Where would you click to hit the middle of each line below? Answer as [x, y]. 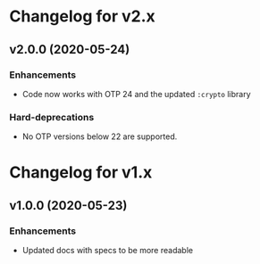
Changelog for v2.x [83, 16]
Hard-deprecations [52, 117]
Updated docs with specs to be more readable [108, 251]
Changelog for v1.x [81, 173]
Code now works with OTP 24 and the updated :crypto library [137, 94]
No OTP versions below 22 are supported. [100, 136]
